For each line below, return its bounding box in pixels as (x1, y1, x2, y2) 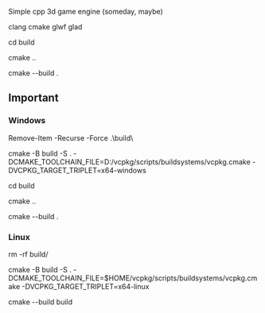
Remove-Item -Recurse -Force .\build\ (8, 133, 134, 142)
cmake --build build (8, 297, 73, 307)
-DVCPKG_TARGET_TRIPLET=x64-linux (21, 281, 150, 291)
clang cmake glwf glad (8, 22, 83, 31)
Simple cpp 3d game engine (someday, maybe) (8, 7, 163, 16)
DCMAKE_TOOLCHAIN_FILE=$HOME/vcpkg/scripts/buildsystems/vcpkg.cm (8, 273, 258, 283)
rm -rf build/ (8, 249, 49, 259)
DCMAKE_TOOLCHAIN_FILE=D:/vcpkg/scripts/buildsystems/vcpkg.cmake (8, 156, 251, 166)
